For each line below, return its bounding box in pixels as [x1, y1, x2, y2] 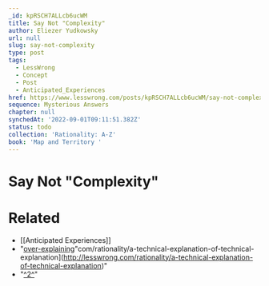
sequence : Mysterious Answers [8, 101, 110, 109]
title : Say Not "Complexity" [8, 19, 106, 27]
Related [8, 209, 60, 227]
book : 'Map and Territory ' [8, 137, 102, 146]
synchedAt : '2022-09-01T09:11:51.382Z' [8, 116, 142, 124]
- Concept [15, 71, 48, 79]
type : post [8, 49, 45, 57]
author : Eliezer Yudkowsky [8, 26, 98, 34]
